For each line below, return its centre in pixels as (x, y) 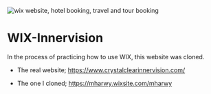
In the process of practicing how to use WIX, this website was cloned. (106, 57)
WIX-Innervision (55, 38)
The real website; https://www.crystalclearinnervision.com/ (101, 70)
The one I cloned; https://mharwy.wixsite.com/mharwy (95, 83)
